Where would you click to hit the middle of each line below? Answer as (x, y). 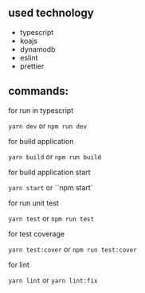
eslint (29, 57)
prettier (32, 66)
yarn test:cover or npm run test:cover (72, 249)
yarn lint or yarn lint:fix (53, 280)
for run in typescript (41, 110)
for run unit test (34, 203)
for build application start (49, 172)
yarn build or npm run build (55, 156)
